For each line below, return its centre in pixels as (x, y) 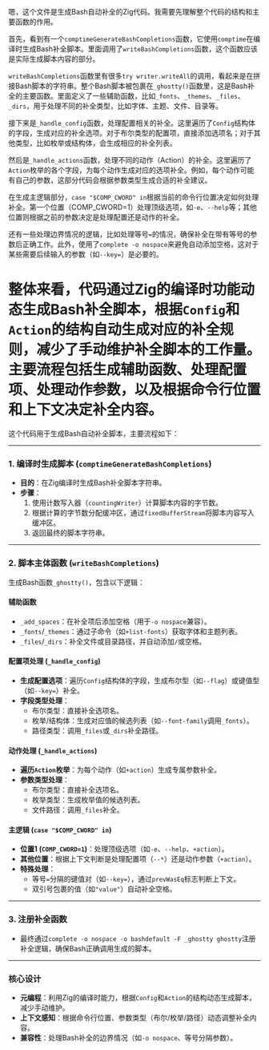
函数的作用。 (36, 22)
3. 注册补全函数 (38, 919)
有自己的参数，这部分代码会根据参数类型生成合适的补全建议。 (110, 180)
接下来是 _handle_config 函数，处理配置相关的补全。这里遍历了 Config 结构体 (132, 123)
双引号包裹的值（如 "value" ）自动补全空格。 (104, 889)
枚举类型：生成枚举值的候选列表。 (88, 800)
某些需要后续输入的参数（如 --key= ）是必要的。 (86, 254)
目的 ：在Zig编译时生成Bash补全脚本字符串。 (93, 483)
